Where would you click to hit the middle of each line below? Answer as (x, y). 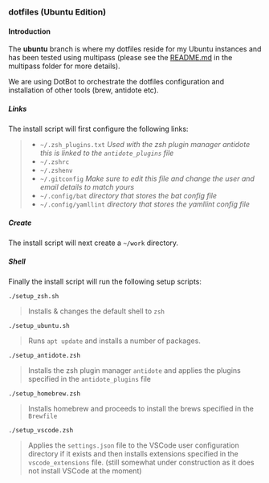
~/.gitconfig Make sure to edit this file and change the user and (147, 178)
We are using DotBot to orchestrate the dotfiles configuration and (116, 82)
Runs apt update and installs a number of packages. (114, 341)
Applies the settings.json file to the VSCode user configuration (133, 445)
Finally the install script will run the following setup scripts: (105, 282)
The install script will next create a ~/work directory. (94, 243)
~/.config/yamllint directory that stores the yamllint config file (145, 204)
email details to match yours (87, 187)
